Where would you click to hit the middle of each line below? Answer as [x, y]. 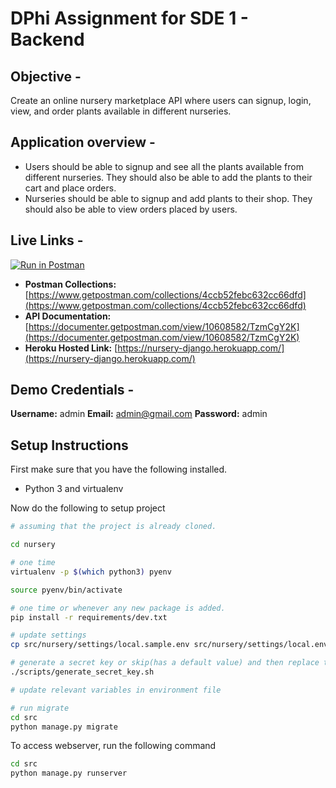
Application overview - [83, 142]
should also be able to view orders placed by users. [131, 209]
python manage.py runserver [69, 773]
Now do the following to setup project [88, 508]
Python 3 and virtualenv [74, 489]
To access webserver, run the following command [113, 746]
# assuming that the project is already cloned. [113, 527]
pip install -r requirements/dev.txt [89, 617]
